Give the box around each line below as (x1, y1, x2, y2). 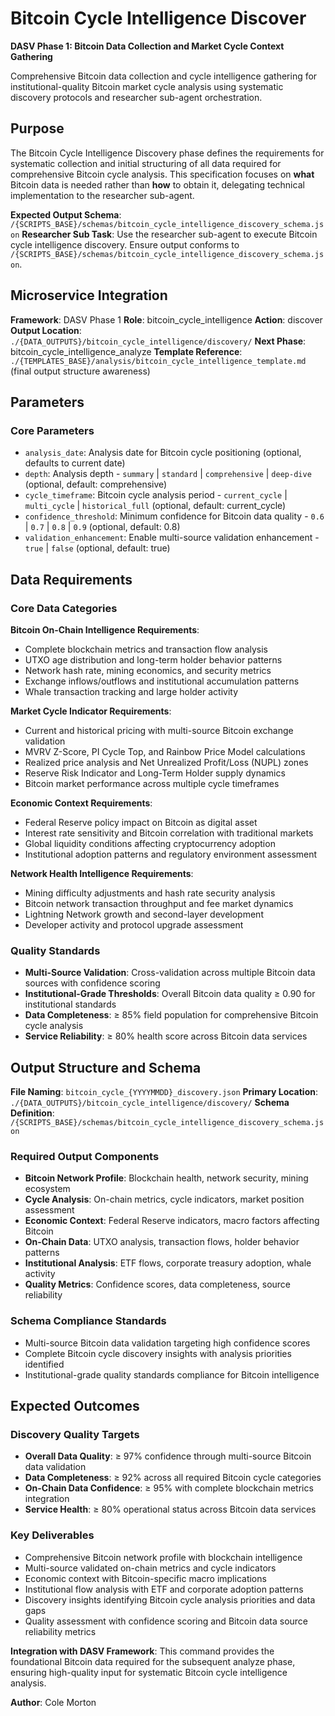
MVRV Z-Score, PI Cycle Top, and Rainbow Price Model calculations (24, 745, 306, 757)
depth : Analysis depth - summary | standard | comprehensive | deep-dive (24, 468, 312, 480)
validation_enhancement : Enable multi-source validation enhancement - (24, 532, 320, 544)
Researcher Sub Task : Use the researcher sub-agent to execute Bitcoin (21, 228, 318, 240)
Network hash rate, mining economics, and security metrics (24, 664, 272, 676)
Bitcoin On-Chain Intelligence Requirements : (10, 623, 200, 636)
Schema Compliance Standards (10, 1314, 167, 1328)
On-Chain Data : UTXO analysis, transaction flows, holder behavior (24, 1236, 300, 1248)
